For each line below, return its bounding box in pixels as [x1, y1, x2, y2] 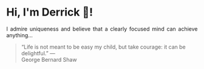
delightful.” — [21, 49, 56, 56]
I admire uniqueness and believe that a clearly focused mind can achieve [6, 25, 198, 32]
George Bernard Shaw [21, 56, 77, 63]
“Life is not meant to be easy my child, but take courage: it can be [21, 43, 186, 50]
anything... [6, 31, 33, 38]
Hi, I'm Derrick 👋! [6, 5, 93, 19]
